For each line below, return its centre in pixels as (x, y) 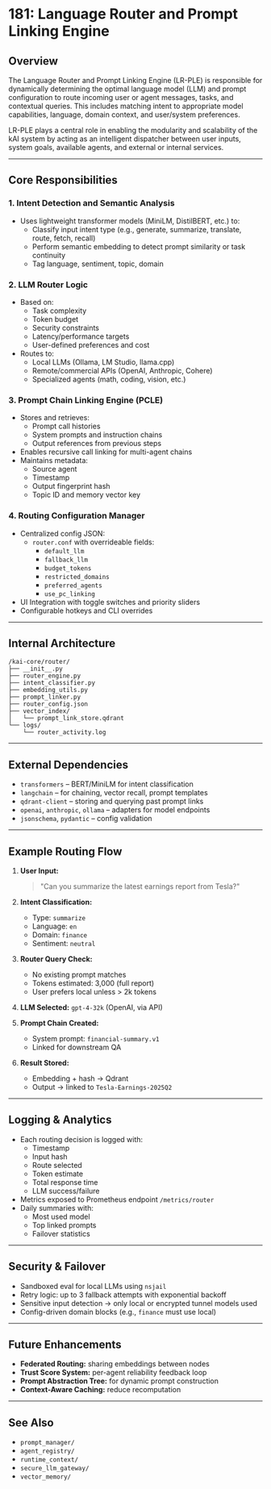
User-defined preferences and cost (91, 344)
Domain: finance (59, 935)
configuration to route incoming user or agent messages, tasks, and (121, 97)
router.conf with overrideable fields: (93, 542)
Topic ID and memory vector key (86, 495)
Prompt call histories (66, 426)
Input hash (50, 1156)
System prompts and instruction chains (97, 435)
